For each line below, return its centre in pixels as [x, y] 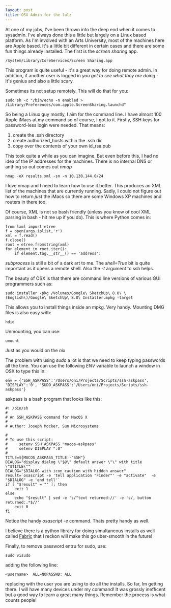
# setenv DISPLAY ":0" [34, 448]
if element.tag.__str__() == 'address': [58, 253]
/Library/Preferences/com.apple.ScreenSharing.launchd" [66, 105]
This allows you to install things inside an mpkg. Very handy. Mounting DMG [85, 307]
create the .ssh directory [38, 135]
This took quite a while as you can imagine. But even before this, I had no [82, 156]
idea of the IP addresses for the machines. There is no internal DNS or [79, 161]
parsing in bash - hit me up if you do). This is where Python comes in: [78, 217]
